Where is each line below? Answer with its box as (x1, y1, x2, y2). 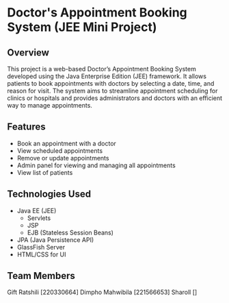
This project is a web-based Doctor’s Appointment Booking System (7, 65, 196, 73)
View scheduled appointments (16, 146, 103, 155)
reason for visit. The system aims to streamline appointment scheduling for (7, 87, 218, 95)
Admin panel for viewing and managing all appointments (16, 161, 176, 169)
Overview (7, 47, 50, 58)
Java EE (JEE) (16, 206, 57, 215)
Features (7, 121, 46, 133)
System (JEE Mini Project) (7, 19, 157, 35)
